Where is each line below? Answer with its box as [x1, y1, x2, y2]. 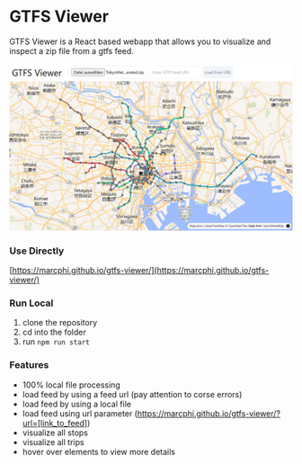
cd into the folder [22, 326, 87, 338]
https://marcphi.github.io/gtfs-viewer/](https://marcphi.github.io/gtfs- [12, 265, 270, 276]
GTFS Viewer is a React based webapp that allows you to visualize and [9, 36, 271, 47]
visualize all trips [22, 436, 84, 447]
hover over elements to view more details [22, 446, 175, 457]
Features [9, 359, 49, 371]
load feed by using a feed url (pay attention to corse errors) [22, 388, 243, 399]
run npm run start [22, 336, 90, 347]
